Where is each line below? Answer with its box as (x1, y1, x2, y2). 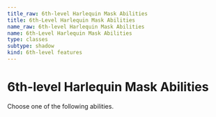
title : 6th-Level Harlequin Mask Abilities (7, 17, 136, 24)
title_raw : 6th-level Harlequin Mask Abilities (7, 10, 148, 17)
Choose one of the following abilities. (7, 102, 114, 110)
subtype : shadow (7, 42, 54, 49)
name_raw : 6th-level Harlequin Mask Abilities (7, 23, 145, 30)
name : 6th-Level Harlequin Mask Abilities (7, 29, 132, 37)
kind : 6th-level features (7, 49, 82, 56)
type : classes (7, 36, 49, 43)
